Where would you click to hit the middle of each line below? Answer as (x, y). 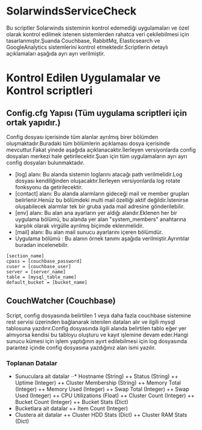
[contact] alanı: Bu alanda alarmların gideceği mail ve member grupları (102, 193)
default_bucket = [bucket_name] (47, 282)
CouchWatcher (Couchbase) (61, 301)
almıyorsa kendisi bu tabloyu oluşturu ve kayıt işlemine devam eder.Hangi (97, 335)
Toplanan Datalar (32, 363)
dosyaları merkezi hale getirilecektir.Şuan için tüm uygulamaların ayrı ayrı (97, 156)
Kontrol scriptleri (49, 91)
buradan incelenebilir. (42, 245)
